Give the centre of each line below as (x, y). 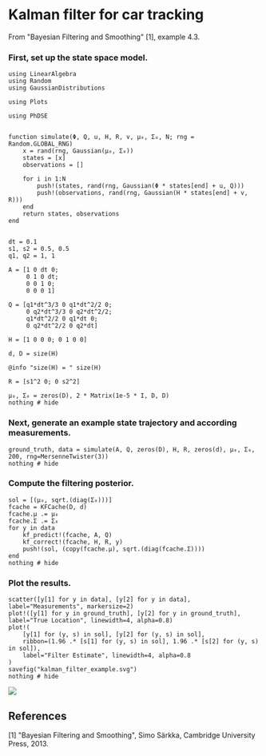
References (38, 716)
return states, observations (71, 214)
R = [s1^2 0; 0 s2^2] (44, 382)
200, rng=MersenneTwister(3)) (59, 456)
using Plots (28, 102)
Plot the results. (40, 583)
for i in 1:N (44, 179)
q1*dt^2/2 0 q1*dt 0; (62, 319)
